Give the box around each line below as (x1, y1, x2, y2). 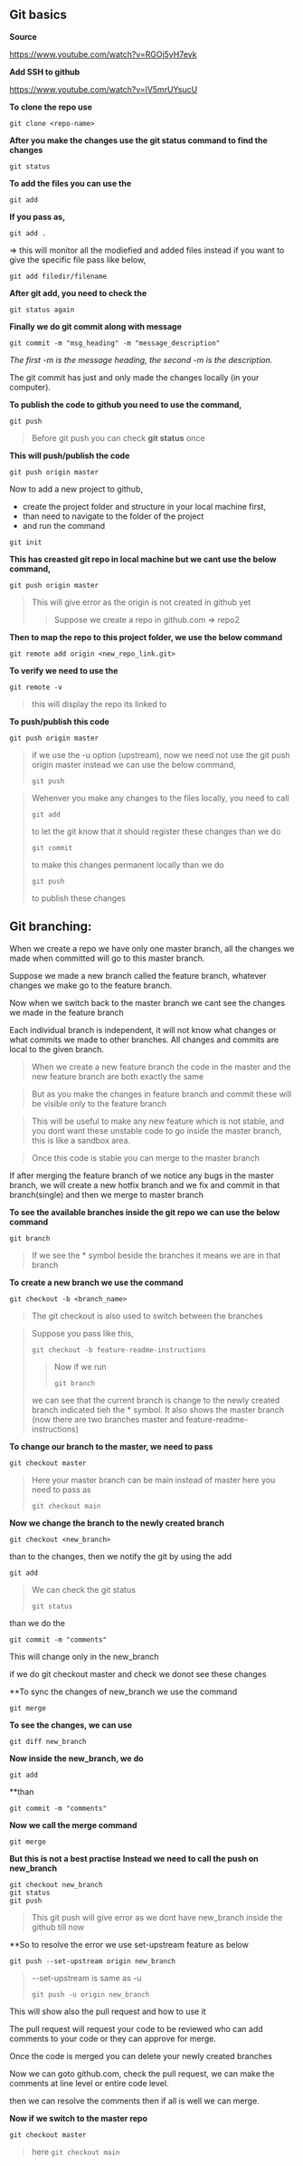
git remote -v (9, 683, 63, 692)
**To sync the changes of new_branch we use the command (9, 1686, 238, 1697)
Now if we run (53, 1361, 107, 1372)
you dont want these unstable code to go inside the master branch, (31, 1125, 282, 1136)
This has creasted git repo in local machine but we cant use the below (9, 553, 277, 564)
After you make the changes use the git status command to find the (9, 135, 269, 146)
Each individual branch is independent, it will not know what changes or (9, 1024, 277, 1035)
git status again (9, 305, 75, 314)
